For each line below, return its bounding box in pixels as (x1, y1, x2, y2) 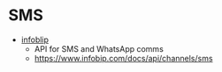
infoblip (20, 34, 50, 45)
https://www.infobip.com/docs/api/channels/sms (34, 53, 213, 63)
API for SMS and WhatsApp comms (34, 43, 165, 54)
